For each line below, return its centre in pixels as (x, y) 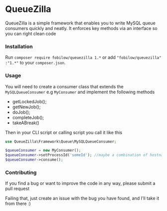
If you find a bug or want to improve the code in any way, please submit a (80, 184)
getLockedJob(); (29, 101)
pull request (17, 189)
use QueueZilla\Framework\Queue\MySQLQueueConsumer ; (61, 141)
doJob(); (21, 112)
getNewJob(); (26, 107)
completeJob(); (28, 117)
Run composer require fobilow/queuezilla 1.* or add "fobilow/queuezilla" (83, 57)
